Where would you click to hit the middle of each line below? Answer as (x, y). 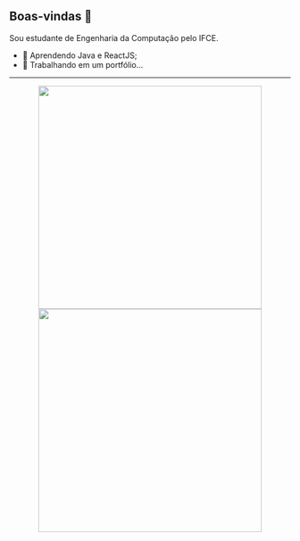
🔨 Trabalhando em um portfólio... (83, 64)
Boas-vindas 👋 (51, 17)
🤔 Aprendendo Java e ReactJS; (79, 55)
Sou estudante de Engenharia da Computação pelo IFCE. (114, 37)
